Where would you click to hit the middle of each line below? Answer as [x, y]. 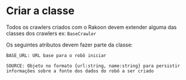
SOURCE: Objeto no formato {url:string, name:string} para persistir [93, 66]
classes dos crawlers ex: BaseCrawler [51, 33]
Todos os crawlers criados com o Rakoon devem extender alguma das [92, 27]
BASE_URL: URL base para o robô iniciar [57, 55]
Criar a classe [40, 11]
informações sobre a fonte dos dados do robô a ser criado [80, 71]
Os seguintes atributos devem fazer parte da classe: [69, 45]
